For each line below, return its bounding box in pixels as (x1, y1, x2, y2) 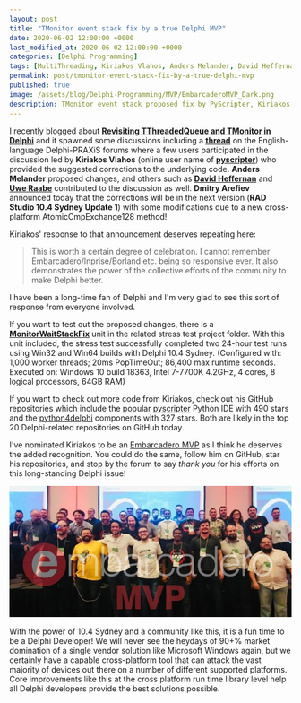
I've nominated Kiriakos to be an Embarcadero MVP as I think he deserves (9, 439, 283, 450)
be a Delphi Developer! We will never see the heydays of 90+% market (9, 635, 271, 646)
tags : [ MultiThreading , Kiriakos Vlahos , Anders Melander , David (9, 62, 258, 71)
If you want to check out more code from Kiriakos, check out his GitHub (9, 393, 274, 404)
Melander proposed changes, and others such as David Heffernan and (9, 173, 273, 184)
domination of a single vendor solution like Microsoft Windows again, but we (9, 645, 291, 655)
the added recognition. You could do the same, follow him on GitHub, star (9, 448, 280, 459)
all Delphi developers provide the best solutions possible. (9, 682, 220, 694)
